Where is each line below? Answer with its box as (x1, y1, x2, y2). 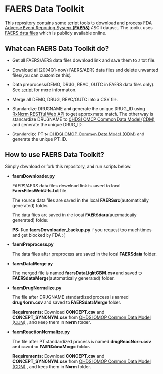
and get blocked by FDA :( (12, 232, 65, 238)
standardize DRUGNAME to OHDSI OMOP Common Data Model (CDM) (12, 116, 155, 122)
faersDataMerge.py (12, 260, 53, 266)
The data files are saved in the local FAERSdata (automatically (12, 212, 137, 218)
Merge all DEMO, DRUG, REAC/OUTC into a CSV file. (12, 96, 118, 102)
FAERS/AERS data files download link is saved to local (12, 183, 121, 188)
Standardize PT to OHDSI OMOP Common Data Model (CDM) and (12, 131, 145, 137)
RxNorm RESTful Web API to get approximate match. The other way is (12, 111, 153, 117)
